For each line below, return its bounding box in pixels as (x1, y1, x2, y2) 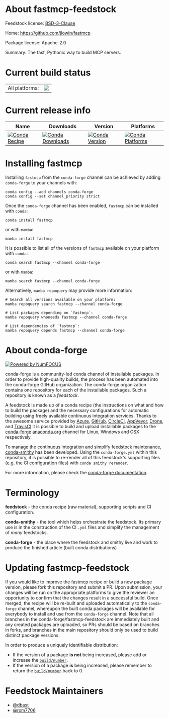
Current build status (5, 67, 91, 78)
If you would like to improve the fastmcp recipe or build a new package (5, 579, 152, 585)
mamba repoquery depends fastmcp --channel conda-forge (5, 328, 125, 333)
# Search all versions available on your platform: (5, 297, 116, 302)
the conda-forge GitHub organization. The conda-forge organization (5, 381, 147, 387)
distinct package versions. (5, 632, 60, 638)
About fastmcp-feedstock (5, 4, 117, 15)
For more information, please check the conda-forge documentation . (5, 469, 148, 475)
